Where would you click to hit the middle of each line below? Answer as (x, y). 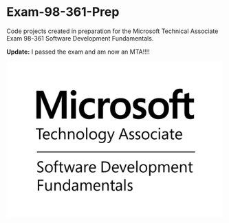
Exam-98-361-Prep (63, 12)
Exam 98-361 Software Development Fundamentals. (80, 38)
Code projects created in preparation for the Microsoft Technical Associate (112, 31)
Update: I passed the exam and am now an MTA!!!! (78, 52)
